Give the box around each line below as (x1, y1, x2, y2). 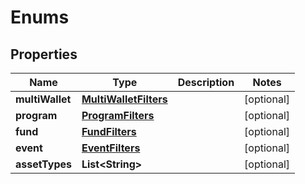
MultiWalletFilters (81, 92, 168, 106)
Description (177, 76, 235, 89)
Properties (10, 46, 78, 63)
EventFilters (81, 141, 141, 155)
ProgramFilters (81, 109, 155, 122)
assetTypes (15, 157, 72, 171)
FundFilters (81, 125, 137, 138)
